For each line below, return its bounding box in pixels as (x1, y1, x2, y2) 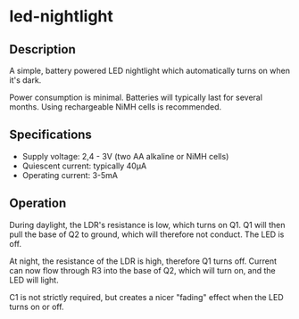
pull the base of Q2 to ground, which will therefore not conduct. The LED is (9, 229, 285, 240)
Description (9, 42, 76, 57)
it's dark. (9, 75, 42, 86)
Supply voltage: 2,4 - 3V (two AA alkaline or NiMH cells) (21, 151, 229, 161)
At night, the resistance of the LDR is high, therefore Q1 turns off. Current (9, 256, 278, 266)
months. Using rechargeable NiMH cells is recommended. (9, 102, 222, 112)
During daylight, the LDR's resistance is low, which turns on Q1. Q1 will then (9, 219, 286, 230)
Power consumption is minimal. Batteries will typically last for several (9, 92, 263, 102)
